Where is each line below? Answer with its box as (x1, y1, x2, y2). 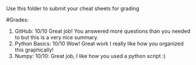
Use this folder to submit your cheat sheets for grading (6, 5, 140, 12)
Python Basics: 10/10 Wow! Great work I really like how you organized (14, 40, 184, 47)
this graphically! (14, 46, 54, 53)
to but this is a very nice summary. (14, 34, 99, 40)
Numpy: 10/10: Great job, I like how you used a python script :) (14, 53, 166, 59)
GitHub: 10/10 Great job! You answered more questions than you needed (14, 28, 191, 35)
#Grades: (6, 16, 29, 23)
